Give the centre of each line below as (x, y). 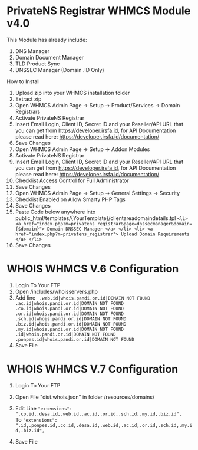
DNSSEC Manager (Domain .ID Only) (60, 70)
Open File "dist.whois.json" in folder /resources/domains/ (85, 397)
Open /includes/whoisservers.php (56, 291)
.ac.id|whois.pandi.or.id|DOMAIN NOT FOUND (70, 303)
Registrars (28, 111)
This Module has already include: (47, 40)
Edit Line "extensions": (44, 408)
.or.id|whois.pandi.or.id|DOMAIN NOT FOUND (70, 314)
